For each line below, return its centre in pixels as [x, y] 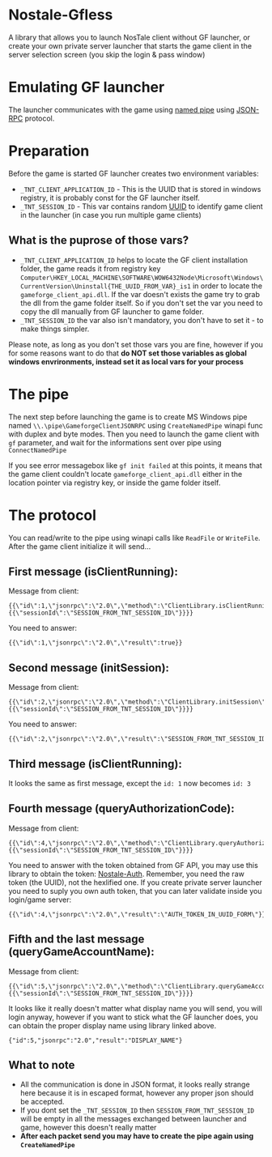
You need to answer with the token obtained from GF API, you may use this [134, 865]
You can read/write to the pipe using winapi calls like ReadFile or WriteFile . [134, 538]
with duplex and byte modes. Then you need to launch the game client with [134, 434]
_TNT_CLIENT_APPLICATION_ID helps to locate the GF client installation [134, 260]
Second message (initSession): [89, 668]
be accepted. [42, 1102]
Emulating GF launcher [87, 87]
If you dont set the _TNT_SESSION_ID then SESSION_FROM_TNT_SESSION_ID [137, 1110]
